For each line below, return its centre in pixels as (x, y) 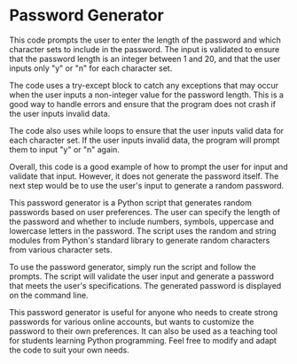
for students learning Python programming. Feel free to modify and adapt (143, 340)
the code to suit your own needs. (70, 350)
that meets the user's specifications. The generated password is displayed (145, 285)
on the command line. (49, 295)
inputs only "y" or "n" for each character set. (91, 68)
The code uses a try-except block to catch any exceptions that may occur (144, 85)
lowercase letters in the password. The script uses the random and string (143, 230)
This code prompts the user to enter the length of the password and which (145, 40)
